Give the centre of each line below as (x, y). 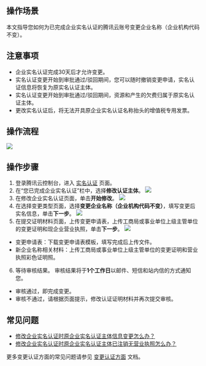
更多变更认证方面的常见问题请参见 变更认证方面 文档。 (75, 357)
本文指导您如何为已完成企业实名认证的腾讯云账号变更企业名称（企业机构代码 (103, 27)
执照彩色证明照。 (37, 257)
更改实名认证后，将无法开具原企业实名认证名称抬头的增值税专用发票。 (104, 110)
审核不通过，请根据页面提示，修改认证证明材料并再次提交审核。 (96, 299)
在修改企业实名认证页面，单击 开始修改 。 (66, 198)
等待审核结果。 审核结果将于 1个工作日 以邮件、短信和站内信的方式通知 (103, 271)
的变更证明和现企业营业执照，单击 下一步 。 (69, 229)
